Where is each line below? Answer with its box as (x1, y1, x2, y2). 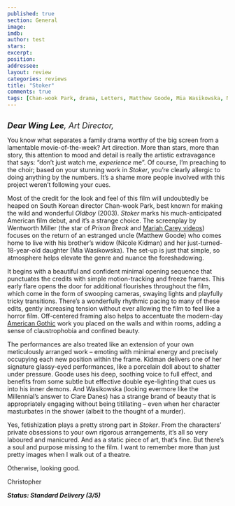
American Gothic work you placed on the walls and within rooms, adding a (7, 319, 222, 328)
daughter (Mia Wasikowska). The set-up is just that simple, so (42, 246, 220, 254)
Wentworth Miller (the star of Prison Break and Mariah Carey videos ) (7, 224, 205, 232)
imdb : (7, 29, 23, 37)
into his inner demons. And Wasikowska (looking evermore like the (7, 385, 199, 393)
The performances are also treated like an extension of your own (7, 340, 194, 349)
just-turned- (187, 239, 223, 247)
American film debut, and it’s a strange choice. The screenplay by (7, 216, 197, 225)
